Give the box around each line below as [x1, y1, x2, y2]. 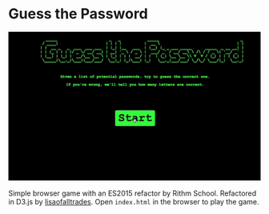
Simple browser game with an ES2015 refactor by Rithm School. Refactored [8, 188, 257, 198]
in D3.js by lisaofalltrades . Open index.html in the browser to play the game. [8, 197, 259, 207]
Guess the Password [8, 5, 148, 23]
